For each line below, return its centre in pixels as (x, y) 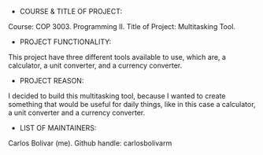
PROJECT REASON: (52, 81)
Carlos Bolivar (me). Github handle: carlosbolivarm (90, 143)
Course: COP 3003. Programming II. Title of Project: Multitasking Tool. (122, 26)
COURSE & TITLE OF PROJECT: (71, 11)
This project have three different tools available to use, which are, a (117, 57)
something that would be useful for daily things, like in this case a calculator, (132, 104)
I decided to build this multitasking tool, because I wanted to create (117, 96)
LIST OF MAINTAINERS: (58, 128)
